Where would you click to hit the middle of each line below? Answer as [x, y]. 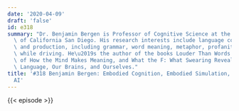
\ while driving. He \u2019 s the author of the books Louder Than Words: [124, 54]
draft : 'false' [30, 21]
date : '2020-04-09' [36, 14]
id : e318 [20, 27]
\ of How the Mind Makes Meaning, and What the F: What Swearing [113, 60]
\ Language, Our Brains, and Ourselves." [76, 67]
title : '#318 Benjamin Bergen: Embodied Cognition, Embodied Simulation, [119, 73]
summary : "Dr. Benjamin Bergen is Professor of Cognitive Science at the [119, 34]
